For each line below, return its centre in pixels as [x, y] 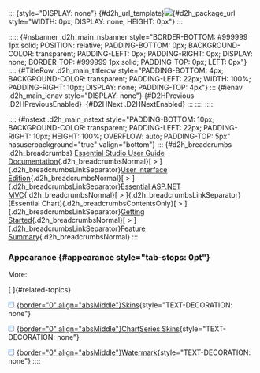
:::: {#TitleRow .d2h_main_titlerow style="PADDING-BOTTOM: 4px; [116, 70]
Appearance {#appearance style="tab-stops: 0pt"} [109, 257]
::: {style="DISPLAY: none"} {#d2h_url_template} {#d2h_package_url [122, 13]
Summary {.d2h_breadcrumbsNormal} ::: [73, 237]
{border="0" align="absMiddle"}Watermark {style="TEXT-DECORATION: [134, 352]
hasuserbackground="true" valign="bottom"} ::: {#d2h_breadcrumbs [120, 145]
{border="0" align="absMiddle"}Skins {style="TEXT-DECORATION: [125, 305]
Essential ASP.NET [151, 186]
